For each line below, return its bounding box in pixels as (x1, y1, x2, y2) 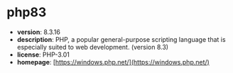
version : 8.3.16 (16, 28, 61, 36)
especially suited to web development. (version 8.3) (16, 43, 168, 51)
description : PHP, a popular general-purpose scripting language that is (16, 35, 226, 43)
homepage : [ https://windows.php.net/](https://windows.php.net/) (16, 57, 210, 66)
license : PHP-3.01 (16, 50, 70, 59)
